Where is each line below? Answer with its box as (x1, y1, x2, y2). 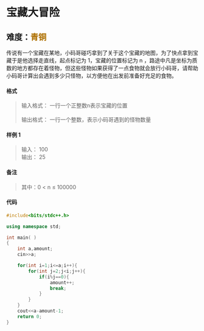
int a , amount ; (17, 246, 53, 252)
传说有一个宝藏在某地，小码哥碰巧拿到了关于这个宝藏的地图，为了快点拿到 (6, 49, 193, 56)
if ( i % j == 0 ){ (38, 274, 69, 280)
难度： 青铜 (6, 32, 47, 42)
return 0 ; (17, 313, 43, 319)
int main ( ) (6, 235, 37, 241)
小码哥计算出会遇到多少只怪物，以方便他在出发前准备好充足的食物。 (6, 72, 177, 79)
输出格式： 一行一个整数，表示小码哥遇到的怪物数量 (21, 116, 151, 123)
